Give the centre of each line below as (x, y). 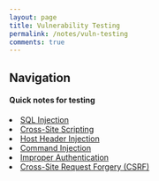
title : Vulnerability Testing (65, 26)
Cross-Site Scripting (57, 129)
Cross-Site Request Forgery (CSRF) (85, 166)
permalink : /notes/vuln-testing (68, 34)
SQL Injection (45, 119)
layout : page (33, 17)
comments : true (37, 42)
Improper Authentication (64, 157)
